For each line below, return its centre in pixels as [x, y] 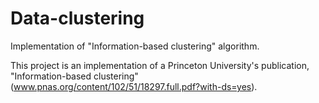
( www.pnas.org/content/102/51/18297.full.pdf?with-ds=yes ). [134, 86]
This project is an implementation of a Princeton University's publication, [160, 65]
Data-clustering [77, 18]
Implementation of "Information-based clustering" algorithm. [135, 46]
